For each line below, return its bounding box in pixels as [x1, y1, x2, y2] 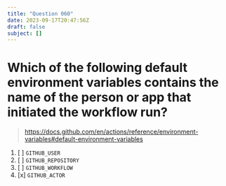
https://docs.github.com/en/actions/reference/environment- [24, 127, 199, 136]
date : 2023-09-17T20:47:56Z [7, 17, 90, 24]
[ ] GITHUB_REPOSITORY [17, 156, 79, 164]
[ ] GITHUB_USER [17, 148, 61, 157]
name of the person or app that [7, 90, 192, 106]
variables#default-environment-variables [24, 135, 144, 143]
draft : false [7, 23, 46, 30]
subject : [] [7, 29, 42, 37]
